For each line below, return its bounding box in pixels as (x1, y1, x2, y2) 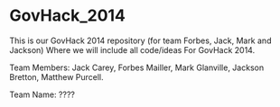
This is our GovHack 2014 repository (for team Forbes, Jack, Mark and (9, 35, 272, 46)
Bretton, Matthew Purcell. (9, 71, 104, 82)
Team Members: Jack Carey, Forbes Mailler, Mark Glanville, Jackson (9, 62, 265, 73)
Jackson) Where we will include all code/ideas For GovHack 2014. (9, 44, 256, 55)
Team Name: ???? (9, 89, 75, 100)
